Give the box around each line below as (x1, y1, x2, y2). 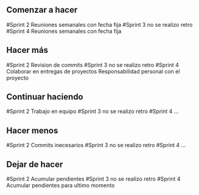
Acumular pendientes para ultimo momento (6, 182, 115, 189)
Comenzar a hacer (6, 5, 78, 15)
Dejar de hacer (6, 159, 63, 169)
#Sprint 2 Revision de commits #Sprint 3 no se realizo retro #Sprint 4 (6, 61, 180, 69)
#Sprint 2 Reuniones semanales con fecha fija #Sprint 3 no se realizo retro (6, 21, 193, 28)
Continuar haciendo (6, 92, 83, 102)
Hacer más (6, 45, 49, 55)
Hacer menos (6, 125, 58, 135)
